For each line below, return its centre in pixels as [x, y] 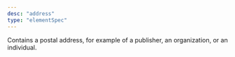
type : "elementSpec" [38, 20]
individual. [22, 47]
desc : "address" [31, 14]
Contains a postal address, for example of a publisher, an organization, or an [117, 40]
